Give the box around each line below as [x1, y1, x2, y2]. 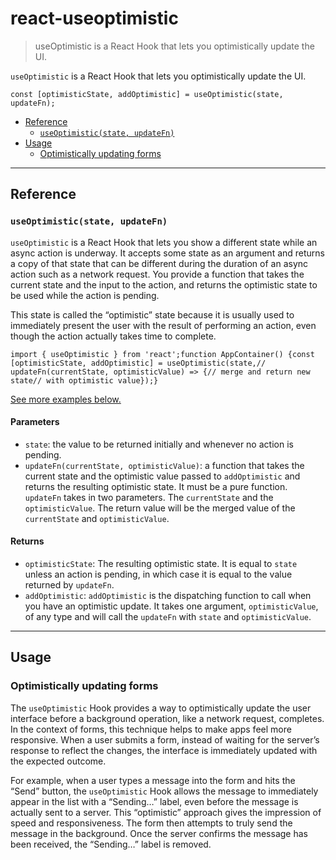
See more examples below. [10, 393, 122, 405]
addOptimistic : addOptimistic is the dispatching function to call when [24, 590, 312, 602]
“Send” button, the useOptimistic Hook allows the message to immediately [10, 785, 319, 797]
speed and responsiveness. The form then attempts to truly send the [10, 817, 293, 829]
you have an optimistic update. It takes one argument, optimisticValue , [24, 600, 319, 612]
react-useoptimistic [10, 7, 179, 30]
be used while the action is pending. [10, 289, 160, 301]
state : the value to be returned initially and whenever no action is [24, 438, 294, 450]
